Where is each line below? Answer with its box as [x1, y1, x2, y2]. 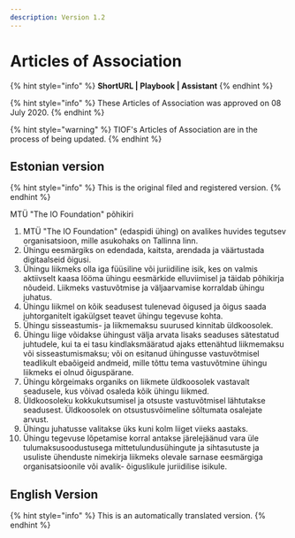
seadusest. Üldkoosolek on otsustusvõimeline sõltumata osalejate [22, 404, 263, 416]
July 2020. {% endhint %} [10, 107, 105, 118]
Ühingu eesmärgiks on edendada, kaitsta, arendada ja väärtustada [22, 245, 265, 256]
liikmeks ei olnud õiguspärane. [22, 367, 134, 378]
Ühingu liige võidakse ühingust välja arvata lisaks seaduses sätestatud [22, 329, 279, 341]
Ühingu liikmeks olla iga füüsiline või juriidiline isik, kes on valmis [22, 264, 259, 274]
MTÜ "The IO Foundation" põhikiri [10, 209, 134, 219]
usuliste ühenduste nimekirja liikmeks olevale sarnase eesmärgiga [22, 452, 263, 463]
